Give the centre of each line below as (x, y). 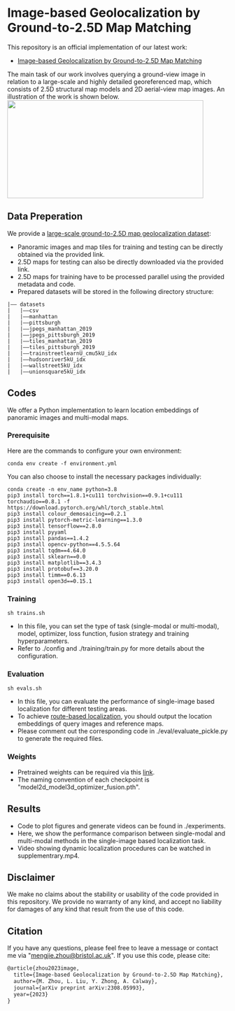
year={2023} (31, 994)
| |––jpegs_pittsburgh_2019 (51, 335)
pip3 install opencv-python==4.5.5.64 (64, 544)
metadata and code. (46, 284)
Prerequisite (29, 435)
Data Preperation (45, 217)
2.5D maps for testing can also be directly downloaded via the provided (120, 262)
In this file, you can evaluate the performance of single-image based (116, 702)
